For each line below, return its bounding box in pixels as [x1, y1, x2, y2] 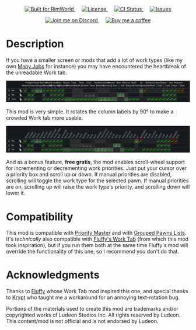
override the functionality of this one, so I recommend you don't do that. [6, 248, 180, 255]
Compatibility [6, 210, 73, 223]
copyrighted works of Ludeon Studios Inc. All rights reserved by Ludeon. [6, 311, 181, 318]
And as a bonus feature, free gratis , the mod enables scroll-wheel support [6, 158, 185, 166]
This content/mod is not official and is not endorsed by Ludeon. [6, 318, 159, 325]
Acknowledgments [6, 269, 100, 282]
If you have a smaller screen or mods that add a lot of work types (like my [6, 56, 183, 64]
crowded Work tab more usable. [6, 114, 83, 121]
